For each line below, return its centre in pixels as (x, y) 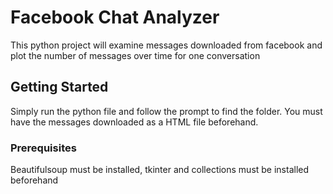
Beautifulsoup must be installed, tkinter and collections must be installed (160, 170)
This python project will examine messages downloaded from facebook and (166, 45)
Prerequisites (43, 148)
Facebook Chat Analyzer (115, 17)
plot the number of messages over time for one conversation (135, 55)
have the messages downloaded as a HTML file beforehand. (134, 122)
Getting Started (59, 87)
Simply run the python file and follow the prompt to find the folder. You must (166, 111)
